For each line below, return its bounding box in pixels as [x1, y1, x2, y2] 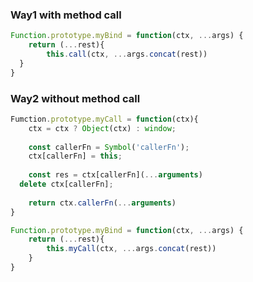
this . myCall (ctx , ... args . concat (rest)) [46, 244, 217, 254]
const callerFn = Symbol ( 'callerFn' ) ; [28, 142, 190, 152]
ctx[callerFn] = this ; [28, 151, 123, 162]
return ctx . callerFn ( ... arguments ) [28, 198, 177, 208]
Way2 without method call [10, 91, 141, 105]
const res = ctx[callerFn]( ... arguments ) [28, 170, 203, 180]
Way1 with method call [10, 8, 122, 22]
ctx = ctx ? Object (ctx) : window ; [28, 123, 177, 133]
